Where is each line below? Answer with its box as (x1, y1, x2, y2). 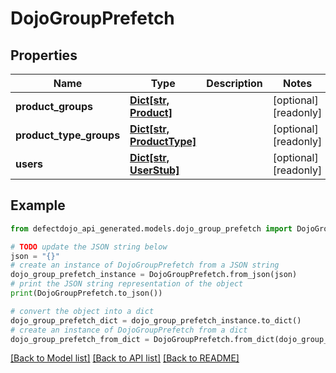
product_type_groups (15, 128, 121, 142)
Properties (10, 47, 78, 64)
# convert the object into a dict (10, 306, 155, 316)
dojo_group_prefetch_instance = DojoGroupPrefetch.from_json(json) (10, 270, 298, 280)
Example (10, 197, 66, 214)
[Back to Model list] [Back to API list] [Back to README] (10, 352, 240, 364)
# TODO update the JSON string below (10, 242, 168, 252)
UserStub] (129, 163, 180, 177)
